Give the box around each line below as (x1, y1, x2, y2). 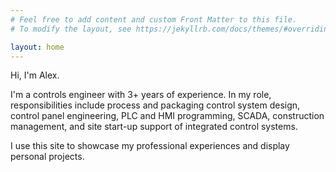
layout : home (10, 42, 65, 52)
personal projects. (10, 151, 85, 163)
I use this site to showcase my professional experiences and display (10, 140, 290, 152)
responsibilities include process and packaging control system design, (10, 99, 301, 111)
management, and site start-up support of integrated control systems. (10, 121, 298, 133)
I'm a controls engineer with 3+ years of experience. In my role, (10, 89, 272, 101)
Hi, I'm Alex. (10, 69, 60, 81)
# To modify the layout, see (10, 24, 132, 34)
